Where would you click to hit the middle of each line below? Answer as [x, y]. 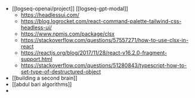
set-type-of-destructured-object [61, 72]
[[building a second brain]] [44, 78]
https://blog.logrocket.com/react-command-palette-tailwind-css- [101, 21]
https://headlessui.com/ [50, 15]
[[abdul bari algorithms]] [42, 84]
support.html [36, 59]
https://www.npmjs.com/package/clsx [68, 34]
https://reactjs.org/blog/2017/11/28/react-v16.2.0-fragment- [94, 53]
